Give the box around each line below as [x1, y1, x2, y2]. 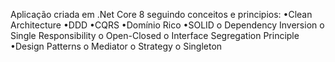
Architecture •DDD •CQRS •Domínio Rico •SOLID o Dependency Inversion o [10, 19, 325, 31]
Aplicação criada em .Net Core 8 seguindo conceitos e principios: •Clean [10, 9, 313, 20]
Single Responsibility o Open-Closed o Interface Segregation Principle [10, 30, 300, 41]
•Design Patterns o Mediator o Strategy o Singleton [10, 40, 223, 52]
